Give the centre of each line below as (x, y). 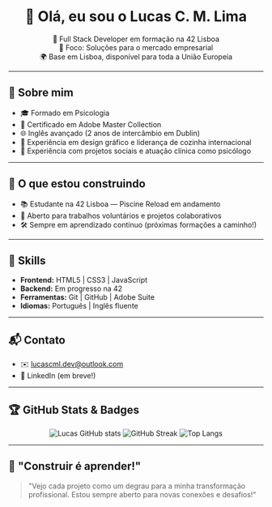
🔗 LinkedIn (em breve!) (58, 376)
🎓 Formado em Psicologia (65, 113)
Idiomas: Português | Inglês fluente (79, 306)
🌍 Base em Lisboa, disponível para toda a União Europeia (136, 57)
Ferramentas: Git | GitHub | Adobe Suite (87, 297)
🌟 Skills (27, 260)
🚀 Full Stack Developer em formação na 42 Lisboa (136, 39)
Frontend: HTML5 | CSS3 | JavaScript (84, 280)
